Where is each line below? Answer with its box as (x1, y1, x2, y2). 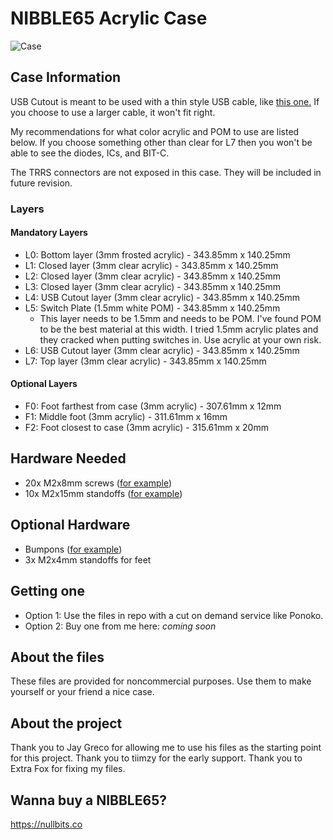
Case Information (10, 69, 122, 86)
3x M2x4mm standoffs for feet (24, 553, 152, 566)
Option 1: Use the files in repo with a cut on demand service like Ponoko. (24, 609, 324, 621)
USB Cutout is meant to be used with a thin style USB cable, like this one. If (10, 95, 320, 107)
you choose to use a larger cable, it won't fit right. (10, 106, 216, 118)
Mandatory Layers (10, 227, 88, 239)
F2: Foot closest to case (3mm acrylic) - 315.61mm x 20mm (24, 422, 269, 434)
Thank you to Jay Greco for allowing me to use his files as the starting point (10, 742, 322, 754)
